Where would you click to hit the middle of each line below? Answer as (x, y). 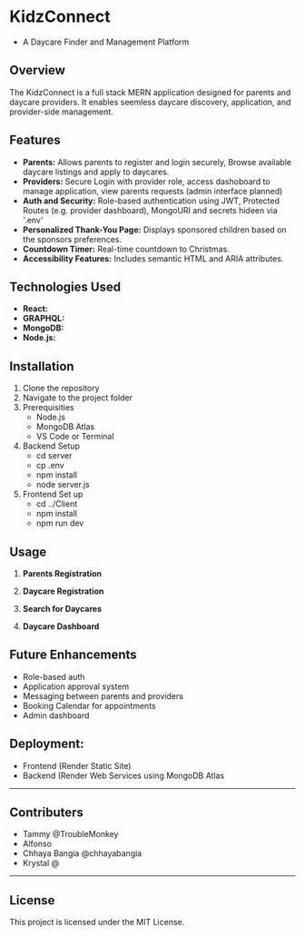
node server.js (63, 485)
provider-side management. (61, 112)
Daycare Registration (63, 591)
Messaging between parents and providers (103, 695)
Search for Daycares (62, 609)
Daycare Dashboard (61, 626)
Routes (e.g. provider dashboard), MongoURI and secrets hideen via (150, 210)
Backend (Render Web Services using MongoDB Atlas (123, 775)
